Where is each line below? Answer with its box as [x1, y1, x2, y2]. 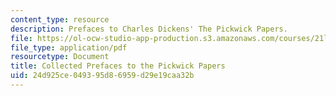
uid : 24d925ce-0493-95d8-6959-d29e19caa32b [10, 71, 195, 81]
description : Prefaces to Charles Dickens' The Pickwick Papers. [10, 24, 288, 34]
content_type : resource [10, 14, 110, 25]
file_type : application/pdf [10, 42, 128, 53]
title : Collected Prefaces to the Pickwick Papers [10, 61, 226, 71]
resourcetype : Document [10, 52, 110, 62]
